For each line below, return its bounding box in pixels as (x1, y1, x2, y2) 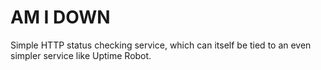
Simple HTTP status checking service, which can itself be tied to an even (10, 39, 312, 51)
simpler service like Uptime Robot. (10, 49, 152, 61)
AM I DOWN (10, 6, 111, 29)
